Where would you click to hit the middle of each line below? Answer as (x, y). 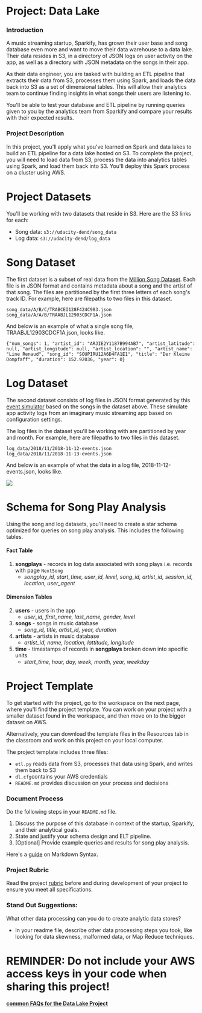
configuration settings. (34, 419)
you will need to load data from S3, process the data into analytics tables (96, 159)
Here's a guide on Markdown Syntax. (52, 854)
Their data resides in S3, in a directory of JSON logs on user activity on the (99, 56)
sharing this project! (58, 986)
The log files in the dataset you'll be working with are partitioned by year (96, 431)
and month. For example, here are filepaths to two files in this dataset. (93, 437)
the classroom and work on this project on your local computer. (85, 740)
